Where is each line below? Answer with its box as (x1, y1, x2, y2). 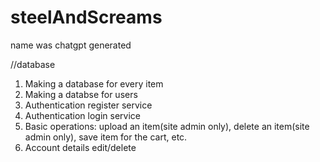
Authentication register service (24, 99, 153, 111)
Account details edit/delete (24, 141, 137, 153)
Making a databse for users (24, 88, 138, 100)
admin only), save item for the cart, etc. (24, 131, 188, 143)
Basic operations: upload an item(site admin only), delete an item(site (24, 120, 310, 132)
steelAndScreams (10, 6, 163, 29)
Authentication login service (24, 109, 141, 121)
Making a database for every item (24, 77, 164, 90)
